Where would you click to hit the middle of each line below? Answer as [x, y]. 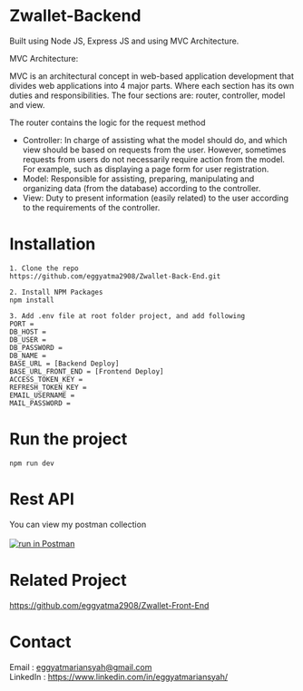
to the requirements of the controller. [91, 207]
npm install [32, 300]
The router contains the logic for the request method [108, 122]
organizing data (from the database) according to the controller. [142, 188]
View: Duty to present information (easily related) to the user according [155, 198]
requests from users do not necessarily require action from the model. [154, 159]
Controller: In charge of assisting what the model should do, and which [155, 140]
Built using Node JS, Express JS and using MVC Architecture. [124, 41]
